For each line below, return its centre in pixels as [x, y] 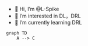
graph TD [17, 33]
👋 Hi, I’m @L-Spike [37, 9]
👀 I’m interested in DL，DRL [47, 16]
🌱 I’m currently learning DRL [48, 22]
